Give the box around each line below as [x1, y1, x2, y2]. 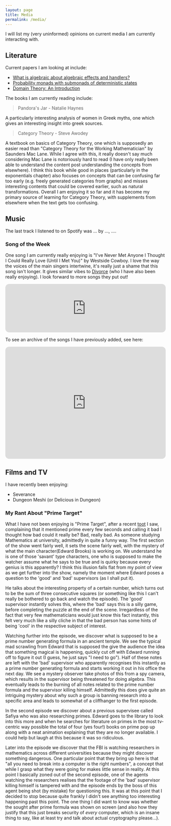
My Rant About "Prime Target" [5, 510, 82, 517]
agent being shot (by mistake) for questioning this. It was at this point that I [5, 788, 162, 794]
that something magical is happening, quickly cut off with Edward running [5, 649, 160, 655]
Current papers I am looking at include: [5, 65, 88, 71]
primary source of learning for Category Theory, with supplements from [5, 194, 156, 200]
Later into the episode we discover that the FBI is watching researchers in [5, 744, 160, 751]
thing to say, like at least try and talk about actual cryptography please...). [5, 815, 159, 821]
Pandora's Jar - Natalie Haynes [17, 105, 84, 111]
